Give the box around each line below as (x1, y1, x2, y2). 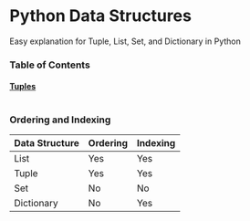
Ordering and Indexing (9, 113, 111, 126)
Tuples (9, 81, 36, 92)
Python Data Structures (9, 5, 192, 26)
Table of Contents (9, 58, 91, 71)
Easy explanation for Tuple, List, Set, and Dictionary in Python (9, 36, 242, 47)
